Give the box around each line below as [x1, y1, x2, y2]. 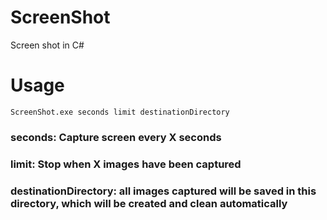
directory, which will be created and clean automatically [10, 196, 288, 210]
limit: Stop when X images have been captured [10, 157, 242, 171]
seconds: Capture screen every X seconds [10, 130, 222, 144]
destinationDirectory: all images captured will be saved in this [10, 184, 317, 198]
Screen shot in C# [10, 39, 85, 51]
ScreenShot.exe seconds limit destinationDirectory [10, 107, 230, 117]
